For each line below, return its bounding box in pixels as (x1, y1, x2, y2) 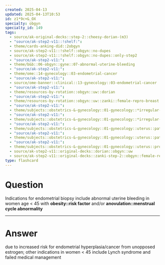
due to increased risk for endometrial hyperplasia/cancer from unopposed (5, 244, 155, 250)
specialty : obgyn (5, 21, 41, 26)
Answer (5, 228, 38, 239)
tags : (5, 30, 16, 35)
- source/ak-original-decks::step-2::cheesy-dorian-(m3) (9, 35, 129, 40)
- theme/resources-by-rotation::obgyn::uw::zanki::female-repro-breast (9, 99, 160, 104)
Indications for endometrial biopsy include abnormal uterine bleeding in (5, 195, 150, 202)
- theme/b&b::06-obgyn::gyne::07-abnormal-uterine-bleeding (9, 62, 135, 67)
